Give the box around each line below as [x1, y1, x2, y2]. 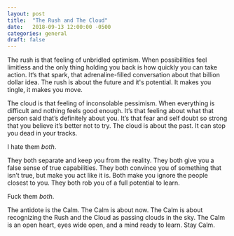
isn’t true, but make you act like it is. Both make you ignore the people [7, 171, 209, 180]
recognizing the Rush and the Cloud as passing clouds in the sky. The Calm [7, 214, 226, 222]
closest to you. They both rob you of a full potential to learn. [7, 178, 180, 187]
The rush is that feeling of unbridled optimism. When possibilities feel [7, 55, 207, 64]
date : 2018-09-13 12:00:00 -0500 [7, 23, 111, 30]
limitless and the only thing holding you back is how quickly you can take [7, 63, 218, 72]
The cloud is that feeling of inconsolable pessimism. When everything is [7, 99, 215, 107]
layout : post [7, 10, 46, 18]
